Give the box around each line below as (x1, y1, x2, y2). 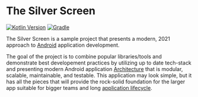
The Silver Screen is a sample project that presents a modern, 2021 (6, 35, 171, 42)
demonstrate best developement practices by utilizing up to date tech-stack (6, 59, 191, 66)
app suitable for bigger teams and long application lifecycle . (6, 84, 152, 91)
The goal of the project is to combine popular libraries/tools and (6, 53, 162, 60)
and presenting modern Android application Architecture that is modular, (6, 65, 183, 72)
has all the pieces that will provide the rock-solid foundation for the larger (6, 78, 186, 85)
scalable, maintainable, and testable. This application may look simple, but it (6, 72, 192, 79)
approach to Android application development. (6, 41, 120, 48)
